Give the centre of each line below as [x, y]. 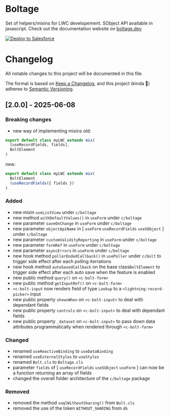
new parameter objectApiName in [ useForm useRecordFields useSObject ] [88, 228]
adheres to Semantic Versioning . [40, 89]
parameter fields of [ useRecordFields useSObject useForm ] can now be [88, 368]
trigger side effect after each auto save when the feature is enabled [84, 272]
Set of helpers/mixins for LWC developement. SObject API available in [79, 23]
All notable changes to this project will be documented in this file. [74, 73]
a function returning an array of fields [52, 373]
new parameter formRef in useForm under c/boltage [66, 245]
